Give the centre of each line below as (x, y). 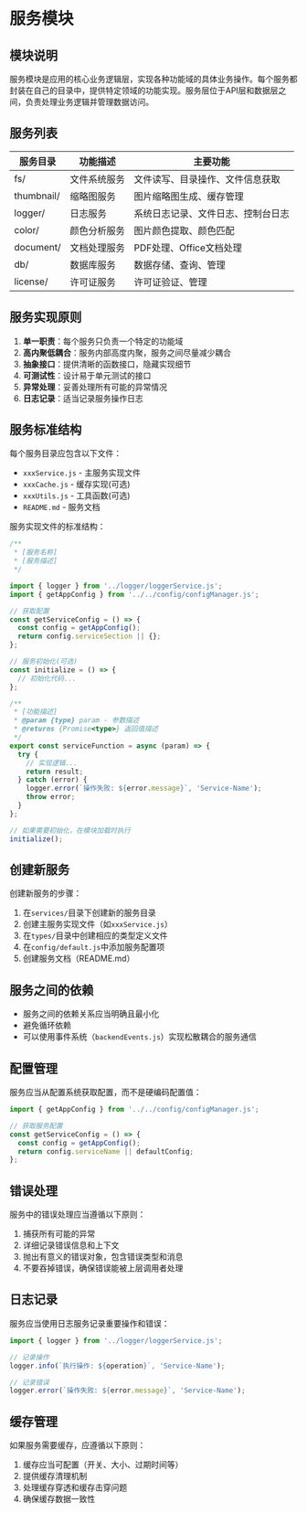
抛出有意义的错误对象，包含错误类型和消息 (103, 1257)
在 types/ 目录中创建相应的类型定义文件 (95, 936)
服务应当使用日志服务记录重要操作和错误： (90, 1323)
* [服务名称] (35, 553)
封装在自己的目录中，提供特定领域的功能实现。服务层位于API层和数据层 (144, 91)
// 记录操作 (30, 1357)
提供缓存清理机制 (55, 1476)
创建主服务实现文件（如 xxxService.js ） (97, 924)
